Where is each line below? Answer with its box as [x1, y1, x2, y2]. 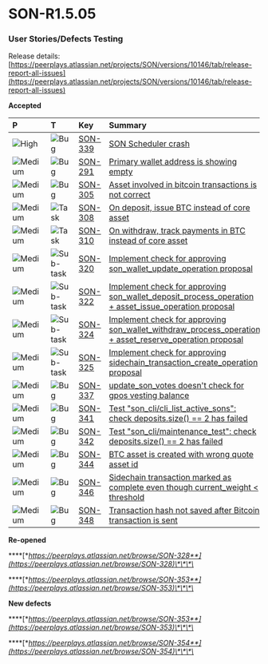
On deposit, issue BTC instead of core [108, 202, 250, 213]
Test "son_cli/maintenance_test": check [108, 426, 257, 437]
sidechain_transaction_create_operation [108, 357, 258, 368]
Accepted [8, 101, 41, 110]
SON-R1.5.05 [8, 5, 97, 23]
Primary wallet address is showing [108, 157, 238, 168]
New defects [8, 598, 52, 608]
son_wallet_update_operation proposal [108, 263, 254, 274]
